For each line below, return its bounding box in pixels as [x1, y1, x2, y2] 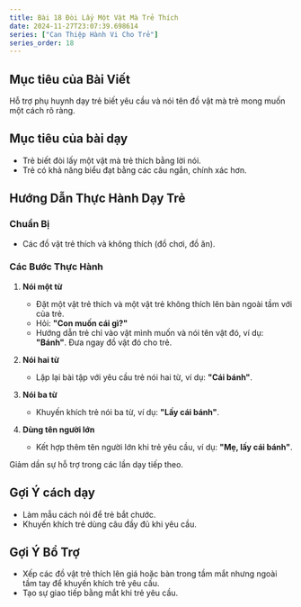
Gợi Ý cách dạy [9, 485, 96, 501]
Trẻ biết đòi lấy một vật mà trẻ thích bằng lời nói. [22, 155, 202, 166]
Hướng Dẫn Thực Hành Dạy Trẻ [9, 191, 186, 206]
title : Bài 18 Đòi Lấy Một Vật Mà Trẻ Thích [9, 13, 179, 23]
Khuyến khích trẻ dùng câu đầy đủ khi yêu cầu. [22, 519, 198, 530]
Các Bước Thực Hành [9, 260, 103, 273]
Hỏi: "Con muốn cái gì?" [35, 317, 128, 329]
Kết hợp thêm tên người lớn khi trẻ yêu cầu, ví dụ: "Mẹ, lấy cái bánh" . [35, 441, 293, 452]
